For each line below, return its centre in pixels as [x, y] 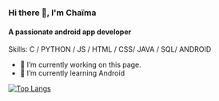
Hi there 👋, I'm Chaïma [52, 13]
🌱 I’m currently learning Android [72, 73]
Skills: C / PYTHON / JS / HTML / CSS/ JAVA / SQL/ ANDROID [110, 49]
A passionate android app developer [70, 32]
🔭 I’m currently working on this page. [80, 65]
